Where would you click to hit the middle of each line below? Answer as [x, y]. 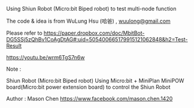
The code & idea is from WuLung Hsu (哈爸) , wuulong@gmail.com [88, 21]
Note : [14, 69]
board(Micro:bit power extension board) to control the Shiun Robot [88, 87]
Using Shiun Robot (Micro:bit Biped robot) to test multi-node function [91, 9]
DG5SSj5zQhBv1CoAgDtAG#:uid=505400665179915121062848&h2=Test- [97, 39]
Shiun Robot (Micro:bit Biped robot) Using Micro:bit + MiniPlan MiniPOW [95, 81]
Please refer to [25, 33]
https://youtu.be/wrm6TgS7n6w [46, 57]
